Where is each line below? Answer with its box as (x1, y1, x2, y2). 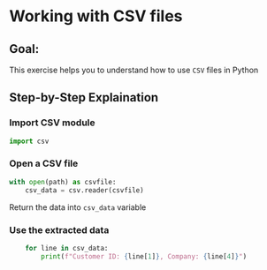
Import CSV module (9, 116, 95, 129)
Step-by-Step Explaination (9, 90, 159, 105)
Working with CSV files (9, 6, 183, 26)
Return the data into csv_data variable (9, 201, 147, 213)
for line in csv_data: (25, 244, 109, 252)
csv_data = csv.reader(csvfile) (25, 185, 144, 195)
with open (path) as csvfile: (9, 177, 117, 186)
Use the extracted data (9, 223, 110, 236)
